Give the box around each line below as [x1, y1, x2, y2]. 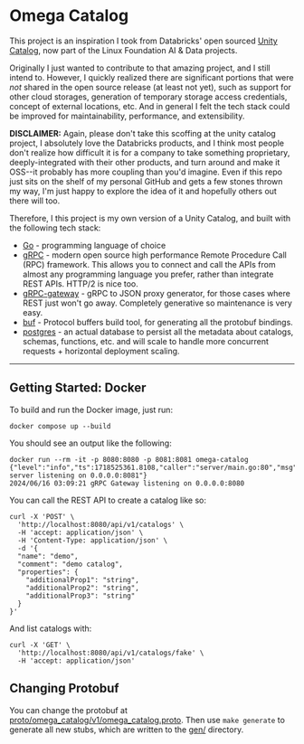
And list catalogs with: [9, 623, 92, 634]
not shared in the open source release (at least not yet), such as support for [9, 81, 292, 92]
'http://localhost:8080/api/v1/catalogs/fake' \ [17, 648, 204, 657]
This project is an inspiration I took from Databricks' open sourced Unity [9, 35, 278, 46]
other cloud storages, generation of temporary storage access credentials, [9, 91, 288, 102]
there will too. [9, 195, 61, 206]
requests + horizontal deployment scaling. [22, 345, 180, 356]
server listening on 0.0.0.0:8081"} [9, 471, 147, 480]
